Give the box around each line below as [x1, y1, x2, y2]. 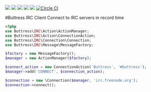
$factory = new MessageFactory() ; [5, 51, 76, 56]
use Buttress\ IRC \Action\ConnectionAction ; [5, 33, 96, 38]
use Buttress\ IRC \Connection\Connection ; [5, 38, 92, 43]
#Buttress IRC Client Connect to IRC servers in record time [5, 15, 124, 21]
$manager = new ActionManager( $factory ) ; [5, 56, 92, 61]
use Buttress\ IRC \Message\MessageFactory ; [5, 42, 94, 47]
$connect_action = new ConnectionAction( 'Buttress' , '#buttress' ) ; [5, 65, 147, 69]
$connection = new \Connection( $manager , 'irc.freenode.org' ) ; [5, 78, 138, 83]
